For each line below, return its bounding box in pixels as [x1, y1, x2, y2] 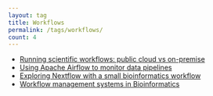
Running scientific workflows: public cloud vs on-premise [19, 55, 205, 64]
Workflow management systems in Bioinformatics [19, 80, 180, 89]
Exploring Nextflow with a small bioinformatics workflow [19, 71, 201, 80]
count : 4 [8, 33, 37, 41]
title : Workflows [8, 19, 65, 27]
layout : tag [8, 11, 47, 20]
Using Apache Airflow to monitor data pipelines [19, 63, 172, 73]
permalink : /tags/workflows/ [8, 26, 103, 34]
